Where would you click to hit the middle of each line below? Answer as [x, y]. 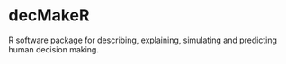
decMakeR [49, 16]
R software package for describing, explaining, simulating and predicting [143, 40]
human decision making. [54, 49]
